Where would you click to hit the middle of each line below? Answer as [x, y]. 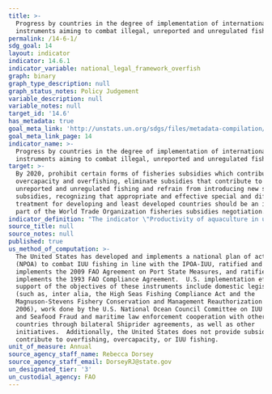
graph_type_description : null [59, 83]
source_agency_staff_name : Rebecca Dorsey [81, 354]
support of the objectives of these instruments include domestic [130, 287]
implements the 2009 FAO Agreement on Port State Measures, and [126, 272]
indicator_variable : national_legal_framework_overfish [104, 69]
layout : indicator [39, 53]
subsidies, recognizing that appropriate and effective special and [134, 196]
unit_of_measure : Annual [50, 347]
